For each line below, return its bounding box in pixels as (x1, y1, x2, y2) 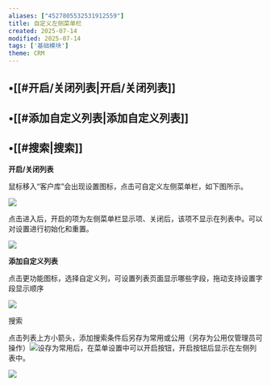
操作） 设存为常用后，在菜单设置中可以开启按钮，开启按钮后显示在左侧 (8, 342, 250, 352)
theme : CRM (8, 49, 45, 57)
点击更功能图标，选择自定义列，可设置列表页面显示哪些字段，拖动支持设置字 (8, 273, 263, 283)
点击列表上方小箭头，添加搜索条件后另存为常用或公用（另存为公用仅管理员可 (8, 333, 263, 342)
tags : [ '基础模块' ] (8, 42, 69, 50)
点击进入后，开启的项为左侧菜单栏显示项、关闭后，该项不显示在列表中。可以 (8, 213, 263, 223)
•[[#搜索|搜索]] (8, 141, 83, 155)
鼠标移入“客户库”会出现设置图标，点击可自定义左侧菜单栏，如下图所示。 (8, 181, 248, 191)
